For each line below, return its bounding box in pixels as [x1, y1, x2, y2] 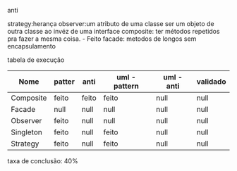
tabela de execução [7, 56, 65, 64]
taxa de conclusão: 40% [7, 157, 79, 165]
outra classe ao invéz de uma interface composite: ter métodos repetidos [7, 27, 220, 35]
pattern [114, 81, 140, 91]
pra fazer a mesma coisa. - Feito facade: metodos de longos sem [7, 34, 197, 43]
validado [196, 77, 226, 87]
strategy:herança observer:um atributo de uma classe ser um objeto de [7, 20, 214, 27]
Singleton [11, 127, 42, 137]
